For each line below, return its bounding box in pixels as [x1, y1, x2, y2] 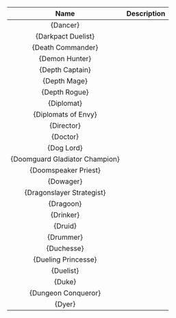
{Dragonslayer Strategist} [24, 188, 106, 197]
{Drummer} [47, 233, 84, 242]
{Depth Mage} [42, 76, 88, 85]
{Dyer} [54, 299, 76, 308]
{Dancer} [50, 21, 80, 30]
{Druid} [53, 221, 77, 231]
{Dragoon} [48, 199, 82, 208]
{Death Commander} [32, 43, 99, 52]
